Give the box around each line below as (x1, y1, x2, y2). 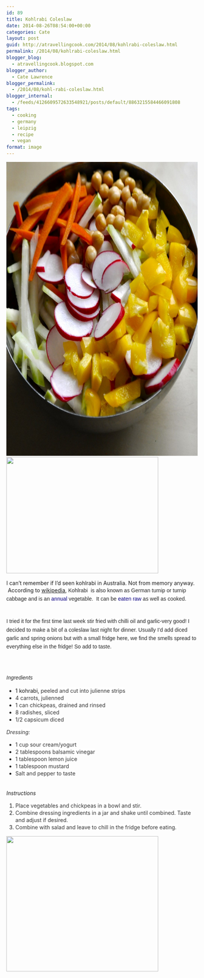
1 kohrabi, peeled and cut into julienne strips (15, 687, 126, 695)
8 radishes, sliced (15, 709, 59, 716)
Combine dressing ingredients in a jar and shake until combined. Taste (15, 809, 191, 817)
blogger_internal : (6, 93, 53, 99)
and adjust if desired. (15, 817, 69, 824)
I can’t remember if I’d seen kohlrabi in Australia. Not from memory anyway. (6, 579, 195, 587)
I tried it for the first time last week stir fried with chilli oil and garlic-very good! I (6, 618, 190, 625)
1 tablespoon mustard (15, 763, 70, 770)
